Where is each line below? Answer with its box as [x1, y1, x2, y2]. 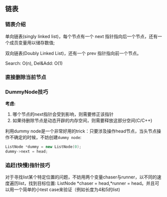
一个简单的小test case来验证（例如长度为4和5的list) [13, 186, 120, 192]
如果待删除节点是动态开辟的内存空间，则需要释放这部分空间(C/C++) [12, 117, 152, 123]
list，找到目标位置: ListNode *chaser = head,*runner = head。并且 [18, 180, 155, 186]
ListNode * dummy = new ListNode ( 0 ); [5, 144, 81, 149]
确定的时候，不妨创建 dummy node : [13, 134, 81, 140]
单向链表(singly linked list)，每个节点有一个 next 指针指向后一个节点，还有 [5, 33, 158, 39]
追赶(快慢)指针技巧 [5, 161, 50, 168]
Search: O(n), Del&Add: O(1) [5, 60, 63, 66]
